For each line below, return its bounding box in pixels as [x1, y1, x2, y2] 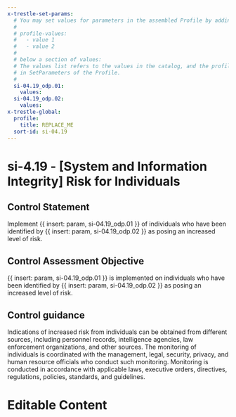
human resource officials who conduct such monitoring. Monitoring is [7, 358, 209, 366]
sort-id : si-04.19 [13, 128, 68, 135]
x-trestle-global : [7, 108, 61, 115]
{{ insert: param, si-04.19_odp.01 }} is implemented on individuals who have [7, 274, 225, 282]
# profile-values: [13, 30, 68, 37]
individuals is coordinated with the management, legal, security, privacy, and [7, 350, 229, 359]
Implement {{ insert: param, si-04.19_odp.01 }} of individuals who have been [7, 219, 227, 229]
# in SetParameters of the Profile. [13, 69, 121, 76]
